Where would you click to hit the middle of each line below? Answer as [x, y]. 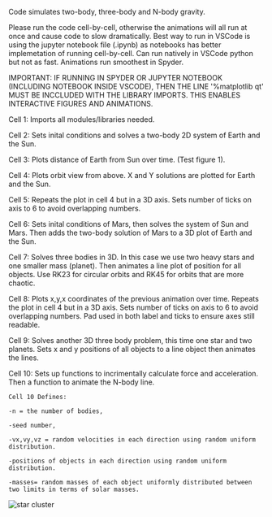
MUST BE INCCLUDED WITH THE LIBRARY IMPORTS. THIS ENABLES [125, 95]
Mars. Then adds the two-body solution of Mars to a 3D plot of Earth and [130, 232]
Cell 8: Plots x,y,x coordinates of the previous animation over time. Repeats [134, 299]
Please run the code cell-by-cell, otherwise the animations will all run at [128, 27]
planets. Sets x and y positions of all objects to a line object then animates [132, 349]
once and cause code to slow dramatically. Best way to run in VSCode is [130, 36]
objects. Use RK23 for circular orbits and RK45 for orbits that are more [126, 274]
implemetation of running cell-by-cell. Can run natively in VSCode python [131, 53]
